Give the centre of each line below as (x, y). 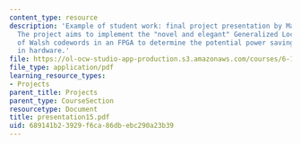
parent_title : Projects (54, 92)
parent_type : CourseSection (62, 101)
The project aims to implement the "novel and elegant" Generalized (148, 34)
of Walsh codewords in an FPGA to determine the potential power (142, 42)
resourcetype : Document (54, 109)
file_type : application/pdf (62, 68)
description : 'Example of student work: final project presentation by (146, 26)
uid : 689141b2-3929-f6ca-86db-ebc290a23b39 (92, 126)
